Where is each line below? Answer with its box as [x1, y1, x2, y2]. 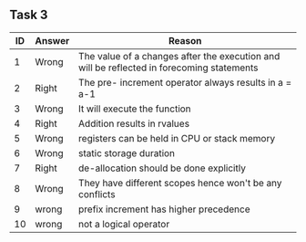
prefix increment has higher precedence [78, 203, 250, 216]
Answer [35, 34, 70, 47]
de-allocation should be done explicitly [78, 162, 246, 174]
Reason [168, 34, 202, 47]
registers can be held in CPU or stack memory [78, 132, 276, 144]
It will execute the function [78, 102, 191, 115]
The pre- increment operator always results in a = [78, 76, 292, 89]
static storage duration [78, 146, 176, 159]
